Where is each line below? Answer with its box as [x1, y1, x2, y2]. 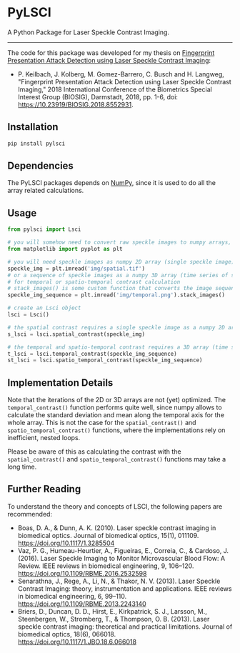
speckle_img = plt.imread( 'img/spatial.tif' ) [7, 265, 145, 272]
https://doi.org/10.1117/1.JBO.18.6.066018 [17, 637, 137, 646]
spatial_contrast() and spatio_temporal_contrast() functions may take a [7, 455, 226, 464]
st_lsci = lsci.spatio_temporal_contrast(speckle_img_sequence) [7, 357, 203, 364]
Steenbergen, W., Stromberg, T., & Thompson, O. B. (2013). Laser [17, 614, 210, 623]
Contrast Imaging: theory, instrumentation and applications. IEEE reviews [17, 584, 232, 593]
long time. [7, 462, 37, 472]
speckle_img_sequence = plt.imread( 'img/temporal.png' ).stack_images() [7, 291, 225, 299]
